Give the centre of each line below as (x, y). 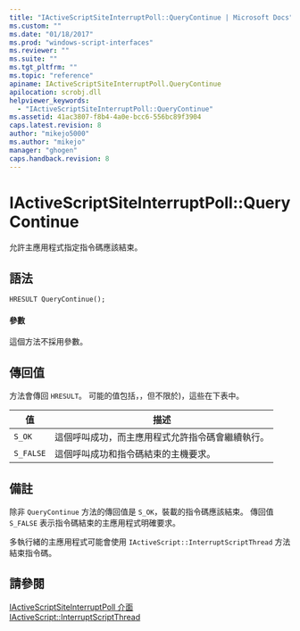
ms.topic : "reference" (51, 76)
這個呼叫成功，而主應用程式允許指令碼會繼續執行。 (162, 437)
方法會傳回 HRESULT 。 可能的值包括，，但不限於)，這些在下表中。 (127, 396)
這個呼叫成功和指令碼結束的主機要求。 (135, 454)
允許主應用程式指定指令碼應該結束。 (76, 247)
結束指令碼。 (33, 553)
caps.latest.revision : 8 (55, 126)
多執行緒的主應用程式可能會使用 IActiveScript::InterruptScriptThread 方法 (150, 542)
